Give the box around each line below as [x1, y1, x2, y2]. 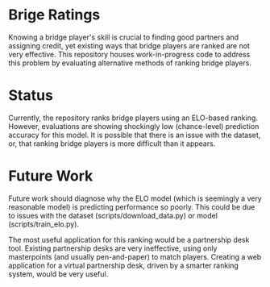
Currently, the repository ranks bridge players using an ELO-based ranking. [8, 113, 258, 123]
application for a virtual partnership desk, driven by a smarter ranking [8, 260, 239, 270]
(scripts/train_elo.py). [8, 219, 79, 229]
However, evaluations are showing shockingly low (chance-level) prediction [8, 121, 260, 131]
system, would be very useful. [8, 268, 109, 279]
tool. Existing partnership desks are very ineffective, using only [8, 243, 218, 253]
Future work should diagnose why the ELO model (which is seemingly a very [8, 193, 262, 203]
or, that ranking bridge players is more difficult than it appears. [8, 139, 216, 148]
